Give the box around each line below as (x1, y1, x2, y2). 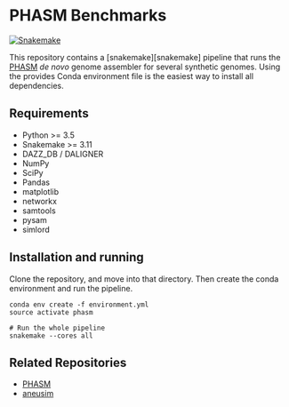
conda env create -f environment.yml (9, 299, 149, 309)
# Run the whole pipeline (9, 323, 105, 332)
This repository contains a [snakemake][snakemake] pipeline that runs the (9, 52, 281, 62)
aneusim (21, 388, 54, 399)
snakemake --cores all (9, 331, 93, 340)
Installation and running (9, 250, 144, 265)
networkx (21, 196, 58, 206)
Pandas (21, 177, 51, 188)
